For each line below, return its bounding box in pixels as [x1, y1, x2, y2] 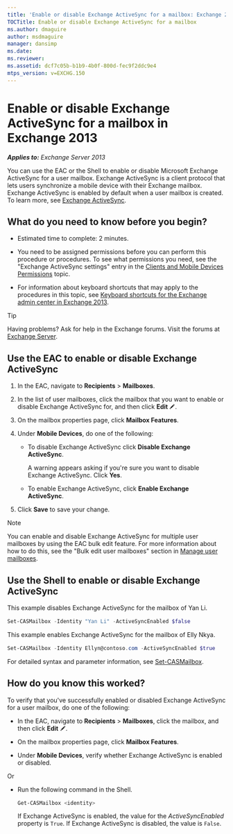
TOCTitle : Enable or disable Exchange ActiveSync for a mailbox [7, 18, 197, 26]
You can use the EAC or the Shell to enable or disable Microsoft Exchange [7, 167, 218, 175]
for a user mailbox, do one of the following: [7, 703, 130, 711]
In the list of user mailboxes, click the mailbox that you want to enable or [17, 395, 224, 404]
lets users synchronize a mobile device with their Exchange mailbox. [7, 181, 202, 189]
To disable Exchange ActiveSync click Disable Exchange [27, 443, 191, 451]
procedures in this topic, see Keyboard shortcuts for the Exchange [17, 291, 207, 299]
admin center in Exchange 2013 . [17, 298, 110, 307]
